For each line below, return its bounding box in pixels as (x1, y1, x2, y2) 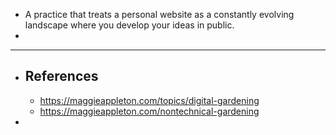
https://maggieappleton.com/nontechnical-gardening (39, 105, 260, 117)
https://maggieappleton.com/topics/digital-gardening (39, 94, 260, 106)
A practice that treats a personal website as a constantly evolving (24, 9, 295, 20)
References (24, 68, 99, 85)
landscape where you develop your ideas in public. (24, 19, 235, 31)
